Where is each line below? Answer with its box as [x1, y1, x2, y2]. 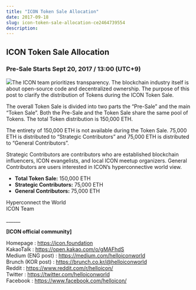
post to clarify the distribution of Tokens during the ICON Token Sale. [6, 91, 174, 98]
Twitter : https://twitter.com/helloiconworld [6, 271, 110, 278]
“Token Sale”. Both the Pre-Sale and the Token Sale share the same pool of [6, 109, 188, 116]
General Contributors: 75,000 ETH [14, 187, 100, 194]
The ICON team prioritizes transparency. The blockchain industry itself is [12, 79, 189, 86]
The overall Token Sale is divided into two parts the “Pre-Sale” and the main [6, 103, 191, 110]
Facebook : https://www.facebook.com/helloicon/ [6, 277, 127, 284]
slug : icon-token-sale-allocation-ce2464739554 [6, 19, 126, 25]
